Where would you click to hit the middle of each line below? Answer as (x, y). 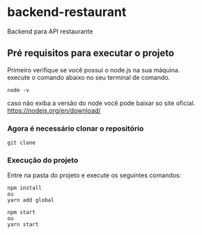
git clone (22, 143)
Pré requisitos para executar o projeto (91, 53)
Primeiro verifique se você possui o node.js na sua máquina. (94, 70)
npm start (22, 213)
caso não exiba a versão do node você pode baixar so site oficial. (101, 103)
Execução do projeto (43, 160)
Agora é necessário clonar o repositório (76, 128)
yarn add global (31, 200)
